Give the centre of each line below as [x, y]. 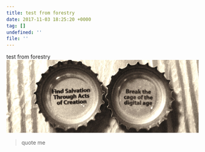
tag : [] [16, 26]
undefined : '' [24, 32]
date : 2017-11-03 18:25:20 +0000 [49, 19]
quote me [33, 142]
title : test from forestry [41, 13]
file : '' [17, 39]
